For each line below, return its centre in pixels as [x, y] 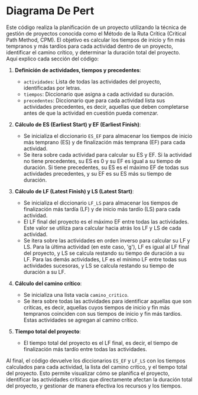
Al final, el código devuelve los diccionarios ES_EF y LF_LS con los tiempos [96, 360]
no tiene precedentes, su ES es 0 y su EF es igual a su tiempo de [102, 161]
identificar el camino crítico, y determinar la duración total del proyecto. [93, 52]
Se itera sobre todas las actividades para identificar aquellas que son [108, 301]
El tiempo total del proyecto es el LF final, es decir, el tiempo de [101, 343]
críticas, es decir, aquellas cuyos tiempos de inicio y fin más [97, 307]
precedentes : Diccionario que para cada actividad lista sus [94, 100]
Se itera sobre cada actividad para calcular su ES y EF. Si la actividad [108, 154]
